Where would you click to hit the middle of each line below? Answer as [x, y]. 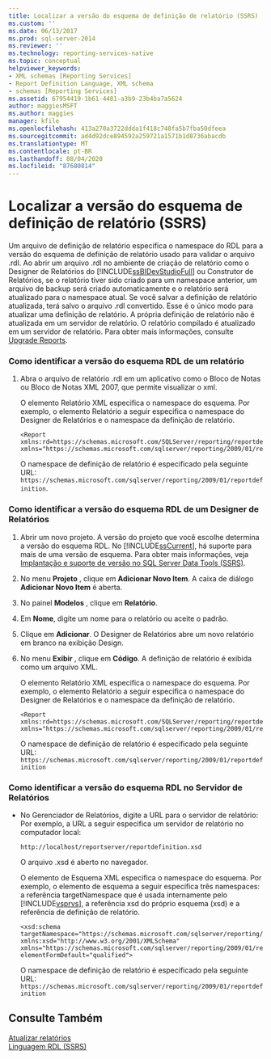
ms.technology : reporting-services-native [81, 53]
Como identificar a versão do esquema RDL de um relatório [127, 361]
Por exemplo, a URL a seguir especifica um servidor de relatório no [132, 823]
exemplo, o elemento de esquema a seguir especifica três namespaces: [140, 886]
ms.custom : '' [32, 23]
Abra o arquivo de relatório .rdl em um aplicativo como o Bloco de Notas [140, 379]
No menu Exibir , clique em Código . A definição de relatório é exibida [136, 658]
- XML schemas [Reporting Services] [70, 76]
